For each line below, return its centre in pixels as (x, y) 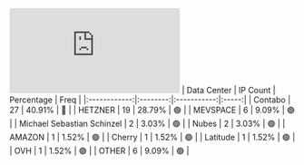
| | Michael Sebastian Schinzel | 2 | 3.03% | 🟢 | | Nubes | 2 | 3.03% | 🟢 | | (147, 123)
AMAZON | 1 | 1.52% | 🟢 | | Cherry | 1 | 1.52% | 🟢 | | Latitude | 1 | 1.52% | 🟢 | (152, 137)
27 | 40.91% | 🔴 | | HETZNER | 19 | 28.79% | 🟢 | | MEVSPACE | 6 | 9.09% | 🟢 (152, 110)
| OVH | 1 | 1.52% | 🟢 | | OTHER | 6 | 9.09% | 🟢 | (99, 150)
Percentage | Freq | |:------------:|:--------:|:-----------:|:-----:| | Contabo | (150, 100)
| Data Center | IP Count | (228, 90)
